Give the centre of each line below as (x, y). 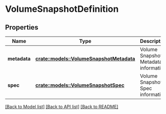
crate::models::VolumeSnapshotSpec (80, 85)
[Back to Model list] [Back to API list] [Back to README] (62, 107)
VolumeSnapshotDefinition (62, 9)
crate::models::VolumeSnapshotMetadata (85, 59)
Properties (22, 27)
